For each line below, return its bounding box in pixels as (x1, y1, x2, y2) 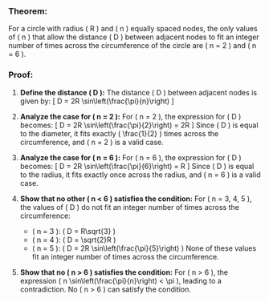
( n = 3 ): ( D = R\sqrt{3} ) (31, 226, 116, 236)
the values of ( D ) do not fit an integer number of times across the (19, 202, 239, 211)
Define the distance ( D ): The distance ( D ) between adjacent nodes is (19, 87, 258, 97)
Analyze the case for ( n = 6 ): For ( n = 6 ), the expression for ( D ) (19, 152, 243, 162)
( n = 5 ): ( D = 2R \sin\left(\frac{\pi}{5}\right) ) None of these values (31, 243, 257, 253)
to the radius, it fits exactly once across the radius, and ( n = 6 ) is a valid (19, 170, 261, 179)
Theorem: (8, 6, 48, 17)
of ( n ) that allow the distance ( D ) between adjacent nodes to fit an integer (8, 32, 259, 42)
